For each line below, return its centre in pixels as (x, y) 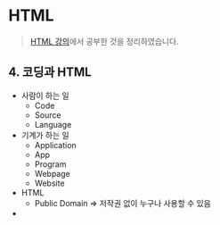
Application (55, 145)
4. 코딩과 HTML (50, 72)
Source (48, 115)
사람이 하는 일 (45, 96)
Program (50, 164)
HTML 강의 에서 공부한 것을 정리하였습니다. (104, 41)
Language (53, 124)
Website (49, 183)
